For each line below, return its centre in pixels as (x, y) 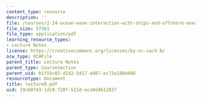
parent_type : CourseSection (41, 67)
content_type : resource (36, 12)
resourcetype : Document (36, 79)
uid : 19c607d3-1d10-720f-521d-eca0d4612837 (62, 90)
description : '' (26, 17)
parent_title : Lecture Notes (43, 62)
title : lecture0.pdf (32, 85)
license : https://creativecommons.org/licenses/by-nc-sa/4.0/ (86, 51)
